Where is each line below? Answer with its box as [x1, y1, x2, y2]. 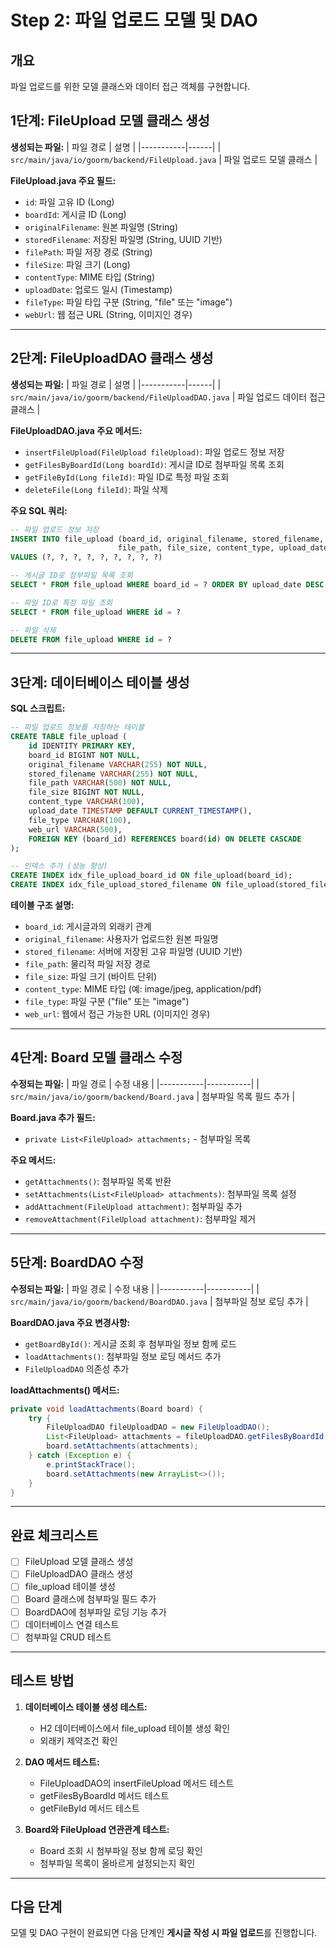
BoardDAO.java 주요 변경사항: [10, 1316, 131, 1328]
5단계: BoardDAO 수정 [10, 1254, 145, 1271]
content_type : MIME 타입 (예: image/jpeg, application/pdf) [24, 983, 262, 995]
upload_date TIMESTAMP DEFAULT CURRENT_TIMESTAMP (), [28, 806, 253, 816]
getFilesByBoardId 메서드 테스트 [39, 1789, 170, 1801]
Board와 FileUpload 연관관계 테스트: [24, 1823, 170, 1835]
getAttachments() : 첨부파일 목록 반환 [24, 1175, 172, 1187]
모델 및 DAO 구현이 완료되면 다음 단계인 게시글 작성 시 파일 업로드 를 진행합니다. [10, 1927, 318, 1939]
